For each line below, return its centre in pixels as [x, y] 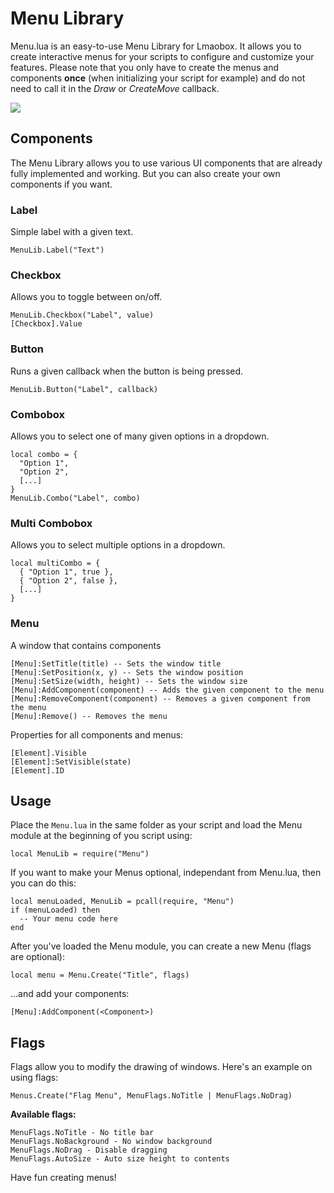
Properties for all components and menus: [97, 734]
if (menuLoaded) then [55, 910]
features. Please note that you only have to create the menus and [145, 67]
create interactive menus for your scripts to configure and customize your [162, 56]
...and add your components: [70, 994]
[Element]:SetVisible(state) [71, 762]
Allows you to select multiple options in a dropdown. [118, 545]
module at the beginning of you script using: [101, 836]
